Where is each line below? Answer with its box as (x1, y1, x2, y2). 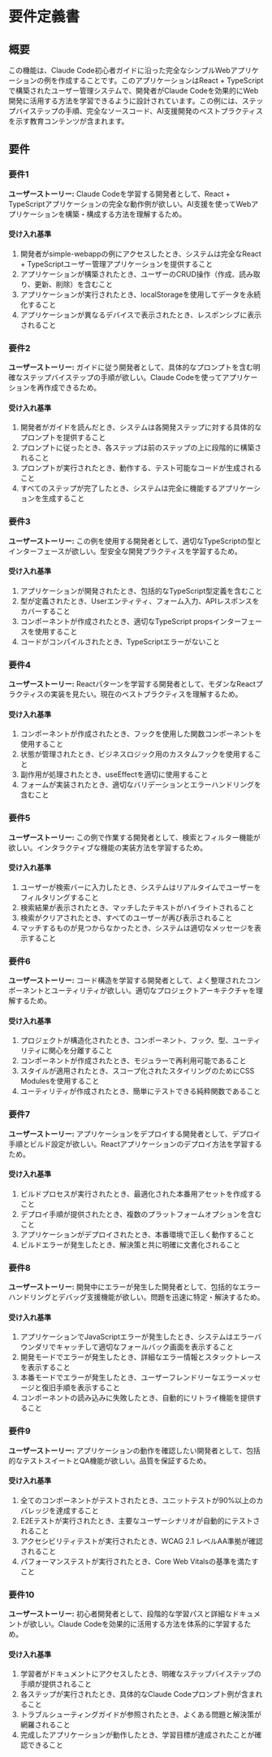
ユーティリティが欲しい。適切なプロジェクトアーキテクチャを (50, 986, 257, 996)
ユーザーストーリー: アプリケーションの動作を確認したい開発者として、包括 (8, 1445, 261, 1455)
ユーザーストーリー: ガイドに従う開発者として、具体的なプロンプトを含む (8, 363, 254, 373)
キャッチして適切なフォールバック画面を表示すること (55, 1342, 234, 1352)
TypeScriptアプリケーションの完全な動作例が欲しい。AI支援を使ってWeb (8, 198, 252, 208)
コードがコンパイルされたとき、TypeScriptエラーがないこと (19, 636, 221, 647)
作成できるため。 (43, 383, 101, 393)
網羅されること (19, 1720, 71, 1729)
